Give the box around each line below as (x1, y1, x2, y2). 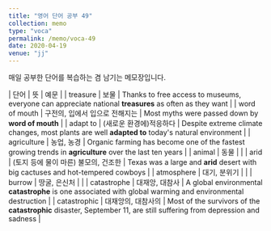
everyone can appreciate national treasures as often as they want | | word (8, 99, 256, 108)
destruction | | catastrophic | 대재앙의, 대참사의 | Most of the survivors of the (8, 196, 260, 206)
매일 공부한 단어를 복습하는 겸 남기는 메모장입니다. (8, 73, 167, 82)
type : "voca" (8, 27, 53, 35)
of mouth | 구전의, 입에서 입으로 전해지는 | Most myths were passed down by (8, 108, 259, 118)
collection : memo (8, 19, 67, 27)
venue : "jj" (8, 49, 49, 57)
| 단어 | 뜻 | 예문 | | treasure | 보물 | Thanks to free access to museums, (8, 90, 241, 99)
